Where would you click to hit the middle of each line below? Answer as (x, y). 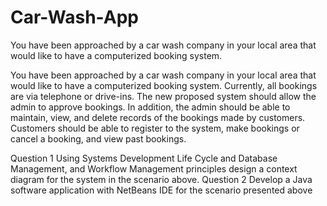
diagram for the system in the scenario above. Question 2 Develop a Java (161, 179)
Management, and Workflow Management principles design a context (154, 168)
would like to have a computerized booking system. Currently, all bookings (164, 85)
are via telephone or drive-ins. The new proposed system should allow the (163, 96)
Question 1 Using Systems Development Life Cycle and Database (144, 158)
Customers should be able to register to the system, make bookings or (155, 128)
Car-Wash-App (74, 17)
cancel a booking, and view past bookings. (98, 138)
